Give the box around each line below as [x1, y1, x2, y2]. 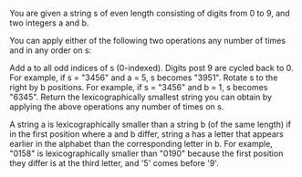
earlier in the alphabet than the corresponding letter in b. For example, [9, 139, 274, 149]
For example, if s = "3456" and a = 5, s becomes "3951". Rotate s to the [9, 72, 278, 83]
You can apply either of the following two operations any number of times [9, 36, 286, 46]
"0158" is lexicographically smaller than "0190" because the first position [9, 148, 284, 159]
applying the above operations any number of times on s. [9, 101, 224, 112]
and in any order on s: [9, 45, 92, 56]
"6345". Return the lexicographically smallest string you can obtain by [9, 91, 272, 102]
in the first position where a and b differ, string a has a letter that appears [9, 129, 285, 140]
